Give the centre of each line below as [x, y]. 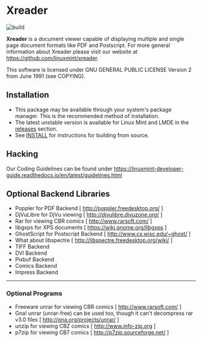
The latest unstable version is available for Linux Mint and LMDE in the [102, 122]
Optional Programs [34, 294]
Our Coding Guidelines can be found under [60, 169]
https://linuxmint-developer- [149, 169]
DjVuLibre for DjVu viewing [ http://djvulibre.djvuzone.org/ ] [89, 215]
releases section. [36, 129]
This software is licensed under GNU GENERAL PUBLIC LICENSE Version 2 [99, 69]
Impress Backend [36, 272]
